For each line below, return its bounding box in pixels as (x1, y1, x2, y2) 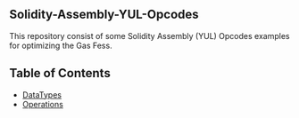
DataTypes (21, 89, 62, 100)
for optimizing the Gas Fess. (9, 40, 113, 51)
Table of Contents (9, 66, 112, 81)
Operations (21, 98, 64, 109)
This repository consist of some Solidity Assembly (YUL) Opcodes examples (9, 30, 290, 41)
